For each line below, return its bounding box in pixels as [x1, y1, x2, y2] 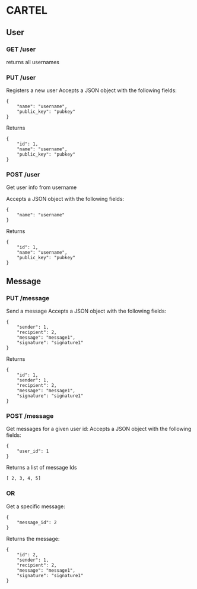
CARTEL [6, 4, 47, 17]
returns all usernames [6, 58, 59, 65]
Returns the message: [6, 535, 60, 542]
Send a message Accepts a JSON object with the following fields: [6, 307, 167, 315]
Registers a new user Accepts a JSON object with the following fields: [6, 87, 177, 94]
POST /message [6, 412, 54, 420]
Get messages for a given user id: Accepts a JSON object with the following [6, 426, 192, 433]
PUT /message [6, 294, 50, 302]
